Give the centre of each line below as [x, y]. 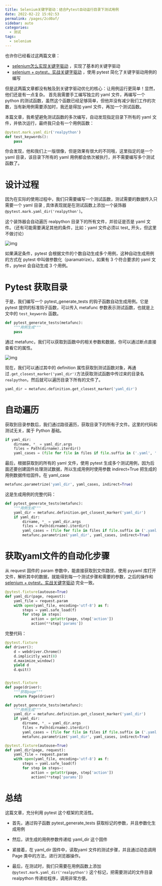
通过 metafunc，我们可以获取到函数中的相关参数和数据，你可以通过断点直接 [81, 342]
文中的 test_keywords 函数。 [33, 313]
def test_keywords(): [27, 137]
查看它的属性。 [20, 347]
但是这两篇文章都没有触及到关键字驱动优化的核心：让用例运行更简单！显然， [81, 88]
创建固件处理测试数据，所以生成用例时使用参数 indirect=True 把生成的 [87, 469]
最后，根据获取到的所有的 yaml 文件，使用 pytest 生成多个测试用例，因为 [78, 463]
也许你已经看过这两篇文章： [33, 55]
